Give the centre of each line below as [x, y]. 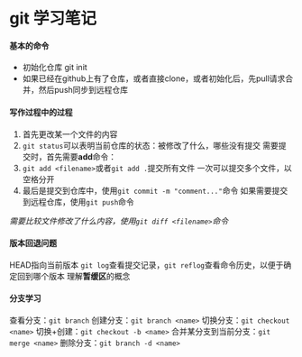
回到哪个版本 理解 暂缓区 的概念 [73, 276]
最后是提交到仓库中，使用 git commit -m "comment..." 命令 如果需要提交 [155, 190]
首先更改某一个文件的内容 [70, 134]
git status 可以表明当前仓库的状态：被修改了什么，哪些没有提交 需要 [151, 145]
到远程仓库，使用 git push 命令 [78, 201]
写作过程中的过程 [41, 112]
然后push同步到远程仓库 [83, 90]
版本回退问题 [33, 243]
